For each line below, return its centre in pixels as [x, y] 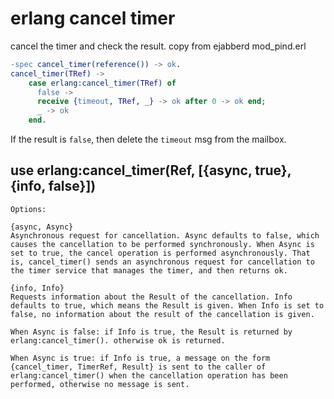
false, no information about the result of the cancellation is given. [162, 314]
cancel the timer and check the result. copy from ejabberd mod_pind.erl [158, 46]
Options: [28, 209]
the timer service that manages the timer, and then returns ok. [149, 270]
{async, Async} [42, 227]
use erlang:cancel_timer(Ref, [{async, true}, [151, 170]
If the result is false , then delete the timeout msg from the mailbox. [148, 139]
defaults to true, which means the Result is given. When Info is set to [167, 305]
